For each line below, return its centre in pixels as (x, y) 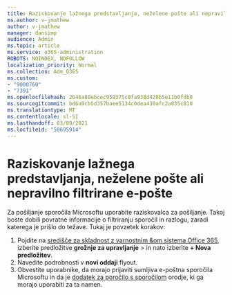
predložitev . (35, 255)
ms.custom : (23, 78)
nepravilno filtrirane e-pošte (90, 193)
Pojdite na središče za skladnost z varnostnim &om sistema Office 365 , (118, 240)
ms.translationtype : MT (41, 110)
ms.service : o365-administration (55, 53)
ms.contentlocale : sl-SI (43, 116)
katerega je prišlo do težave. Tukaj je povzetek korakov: (86, 227)
